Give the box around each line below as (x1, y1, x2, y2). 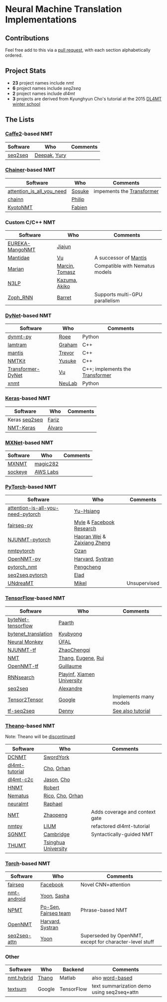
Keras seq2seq (7, 416, 43, 423)
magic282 (34, 460, 59, 467)
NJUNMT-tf (7, 646, 36, 653)
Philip (71, 195, 84, 202)
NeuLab (59, 380, 78, 387)
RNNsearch (7, 674, 35, 681)
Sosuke (71, 187, 89, 194)
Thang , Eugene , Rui (58, 654, 104, 661)
